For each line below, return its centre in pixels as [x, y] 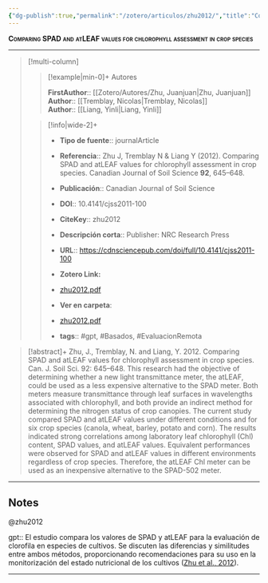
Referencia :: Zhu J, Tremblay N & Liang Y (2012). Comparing [159, 156]
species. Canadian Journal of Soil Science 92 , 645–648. [152, 173]
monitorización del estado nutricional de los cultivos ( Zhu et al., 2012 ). [124, 563]
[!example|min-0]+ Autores [92, 77]
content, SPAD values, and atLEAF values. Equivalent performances [139, 445]
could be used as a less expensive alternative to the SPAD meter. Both [143, 385]
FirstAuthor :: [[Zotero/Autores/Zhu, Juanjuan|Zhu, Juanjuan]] [149, 92]
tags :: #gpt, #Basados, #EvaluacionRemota [131, 335]
